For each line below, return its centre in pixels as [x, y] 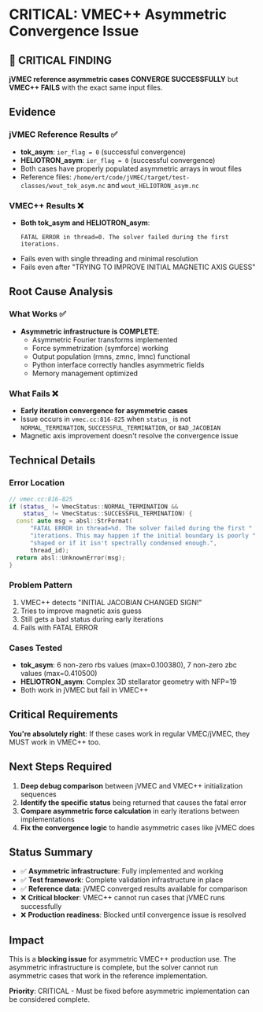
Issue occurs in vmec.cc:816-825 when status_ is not [106, 419]
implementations [47, 819]
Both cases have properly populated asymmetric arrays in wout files [131, 168]
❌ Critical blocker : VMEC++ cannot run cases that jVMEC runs [122, 898]
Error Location [37, 483]
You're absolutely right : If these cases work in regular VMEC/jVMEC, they [130, 733]
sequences [39, 794]
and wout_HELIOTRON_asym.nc [153, 185]
